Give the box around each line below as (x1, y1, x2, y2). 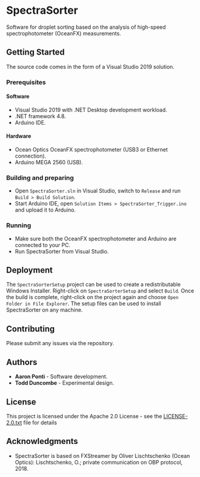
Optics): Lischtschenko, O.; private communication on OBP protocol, (14, 458, 183, 466)
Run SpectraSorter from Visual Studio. (14, 247, 109, 255)
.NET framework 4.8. (14, 112, 66, 120)
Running (6, 221, 32, 230)
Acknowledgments (6, 436, 79, 446)
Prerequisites (6, 78, 46, 86)
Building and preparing (6, 174, 74, 182)
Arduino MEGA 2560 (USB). (14, 159, 84, 166)
